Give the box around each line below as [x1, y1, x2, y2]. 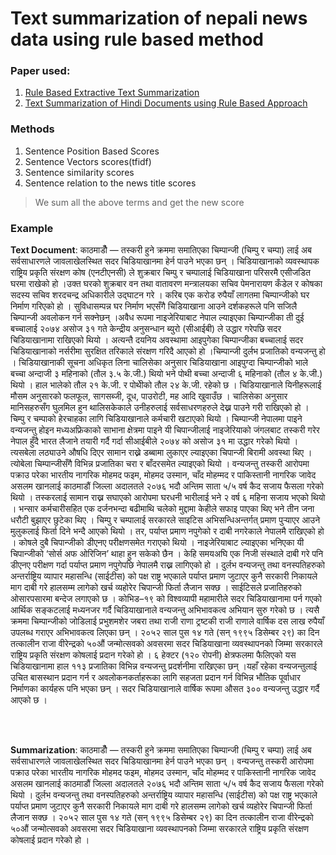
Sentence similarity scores [24, 166, 135, 178]
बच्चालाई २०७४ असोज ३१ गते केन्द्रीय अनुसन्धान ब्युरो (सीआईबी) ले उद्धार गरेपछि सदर [10, 323, 282, 335]
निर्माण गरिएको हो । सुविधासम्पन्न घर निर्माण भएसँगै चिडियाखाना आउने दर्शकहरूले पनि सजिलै [10, 300, 298, 312]
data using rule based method [10, 28, 265, 51]
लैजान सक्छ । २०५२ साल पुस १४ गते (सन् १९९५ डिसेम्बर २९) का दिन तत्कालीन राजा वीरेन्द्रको [10, 812, 314, 824]
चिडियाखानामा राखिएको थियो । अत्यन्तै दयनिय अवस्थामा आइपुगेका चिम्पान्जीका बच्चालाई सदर [10, 334, 304, 346]
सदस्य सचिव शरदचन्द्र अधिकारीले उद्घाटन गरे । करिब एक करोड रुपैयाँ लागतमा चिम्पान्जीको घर [10, 289, 310, 301]
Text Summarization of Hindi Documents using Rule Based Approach [24, 97, 308, 109]
